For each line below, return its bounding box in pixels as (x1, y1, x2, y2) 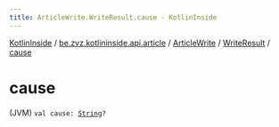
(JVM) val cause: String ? (9, 107, 107, 118)
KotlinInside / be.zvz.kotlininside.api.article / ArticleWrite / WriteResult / (9, 37, 270, 48)
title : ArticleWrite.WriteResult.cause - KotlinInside (9, 12, 217, 22)
